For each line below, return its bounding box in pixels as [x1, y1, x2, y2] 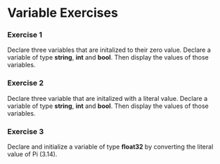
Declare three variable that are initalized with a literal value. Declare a [7, 94, 208, 102]
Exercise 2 [7, 78, 44, 88]
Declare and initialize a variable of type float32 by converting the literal [7, 142, 214, 151]
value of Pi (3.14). [7, 150, 58, 158]
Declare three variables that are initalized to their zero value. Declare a [7, 46, 211, 54]
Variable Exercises [7, 5, 118, 21]
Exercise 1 [7, 30, 43, 40]
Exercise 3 [7, 126, 44, 136]
